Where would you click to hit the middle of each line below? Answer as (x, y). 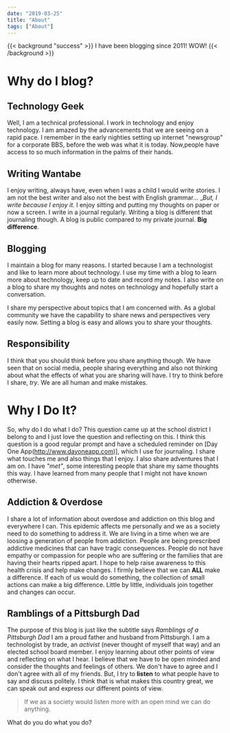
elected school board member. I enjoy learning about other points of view (111, 652)
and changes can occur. (41, 592)
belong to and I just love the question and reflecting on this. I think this (106, 436)
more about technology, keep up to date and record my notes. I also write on (115, 280)
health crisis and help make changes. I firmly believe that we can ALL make (114, 570)
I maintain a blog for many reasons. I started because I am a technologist (110, 265)
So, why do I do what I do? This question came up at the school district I (109, 429)
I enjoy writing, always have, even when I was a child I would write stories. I (114, 191)
